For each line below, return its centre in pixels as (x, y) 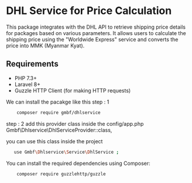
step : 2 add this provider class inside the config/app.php (75, 123)
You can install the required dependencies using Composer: (78, 163)
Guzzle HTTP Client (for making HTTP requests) (73, 90)
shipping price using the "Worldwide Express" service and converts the (92, 39)
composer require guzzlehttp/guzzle (61, 174)
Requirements (32, 64)
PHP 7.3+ (25, 78)
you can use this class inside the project (54, 141)
